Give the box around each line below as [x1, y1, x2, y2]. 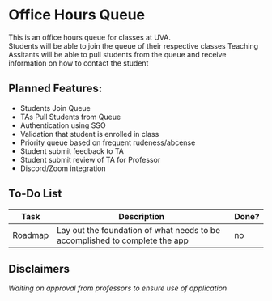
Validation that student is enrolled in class [19, 129, 159, 138]
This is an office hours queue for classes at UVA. [8, 32, 172, 42]
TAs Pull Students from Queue [19, 112, 121, 121]
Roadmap [12, 229, 49, 240]
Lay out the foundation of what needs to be [56, 224, 221, 235]
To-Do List [8, 187, 62, 201]
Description [118, 210, 164, 222]
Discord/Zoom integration [19, 163, 107, 173]
